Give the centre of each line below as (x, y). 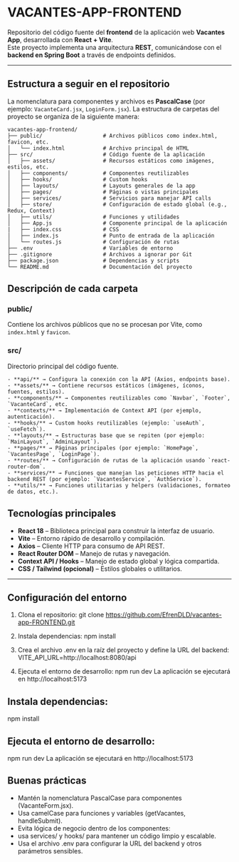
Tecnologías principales (62, 513)
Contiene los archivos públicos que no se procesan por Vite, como (105, 325)
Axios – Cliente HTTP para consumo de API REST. (91, 546)
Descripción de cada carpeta (73, 289)
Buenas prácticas (47, 781)
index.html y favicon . (39, 332)
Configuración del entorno (67, 598)
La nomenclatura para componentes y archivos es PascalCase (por (106, 101)
